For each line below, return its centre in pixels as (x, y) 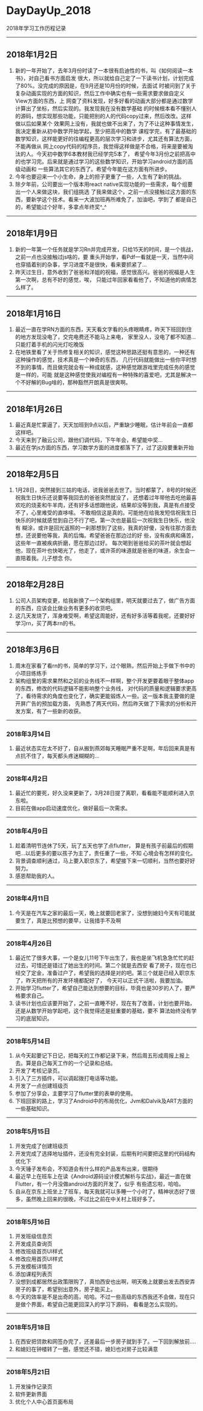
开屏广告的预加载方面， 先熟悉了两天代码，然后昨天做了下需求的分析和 (103, 703)
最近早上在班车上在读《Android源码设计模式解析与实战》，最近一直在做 (103, 1176)
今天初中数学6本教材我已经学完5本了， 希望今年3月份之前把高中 (116, 154)
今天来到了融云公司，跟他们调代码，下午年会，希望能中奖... (89, 440)
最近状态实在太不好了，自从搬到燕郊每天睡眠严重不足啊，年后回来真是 (102, 748)
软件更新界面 (31, 1394)
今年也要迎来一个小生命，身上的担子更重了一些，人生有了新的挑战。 (100, 176)
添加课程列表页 (34, 1274)
